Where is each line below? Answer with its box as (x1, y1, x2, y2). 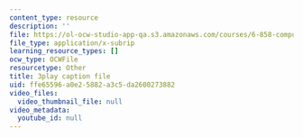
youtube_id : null (17, 114, 83, 123)
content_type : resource (9, 13, 99, 23)
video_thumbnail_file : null (17, 96, 124, 106)
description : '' (9, 22, 70, 31)
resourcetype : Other (9, 64, 87, 73)
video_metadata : (9, 105, 70, 114)
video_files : (9, 88, 59, 97)
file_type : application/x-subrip (9, 38, 135, 48)
